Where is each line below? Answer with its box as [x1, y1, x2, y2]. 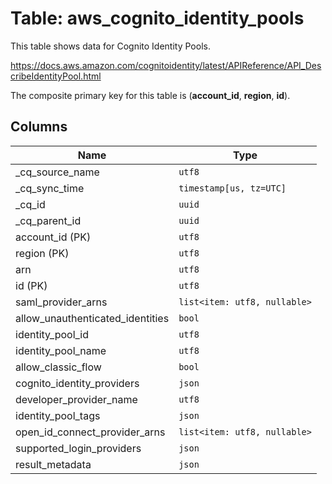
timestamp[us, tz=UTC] [178, 182, 287, 194]
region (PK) [15, 246, 70, 260]
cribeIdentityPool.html [10, 70, 102, 82]
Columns [10, 118, 68, 136]
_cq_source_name [15, 165, 100, 179]
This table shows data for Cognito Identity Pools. [10, 40, 211, 52]
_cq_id [15, 197, 46, 211]
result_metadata [15, 457, 92, 471]
